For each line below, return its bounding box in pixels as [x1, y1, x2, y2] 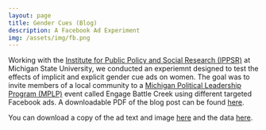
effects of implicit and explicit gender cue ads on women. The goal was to [8, 72, 250, 82]
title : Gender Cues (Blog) [8, 19, 98, 27]
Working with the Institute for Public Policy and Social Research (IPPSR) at [8, 55, 251, 65]
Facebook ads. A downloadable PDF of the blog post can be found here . [8, 97, 245, 107]
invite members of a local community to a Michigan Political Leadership [8, 81, 242, 90]
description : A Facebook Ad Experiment [8, 26, 141, 34]
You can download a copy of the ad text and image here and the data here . [8, 113, 253, 123]
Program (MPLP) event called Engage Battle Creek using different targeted [8, 89, 253, 99]
